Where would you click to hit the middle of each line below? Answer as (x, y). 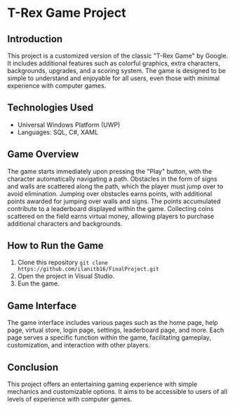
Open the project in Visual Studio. (66, 276)
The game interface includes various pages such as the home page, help (113, 323)
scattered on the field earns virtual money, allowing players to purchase (111, 216)
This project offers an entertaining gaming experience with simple (102, 384)
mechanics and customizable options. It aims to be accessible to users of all (117, 392)
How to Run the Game (55, 246)
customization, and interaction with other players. (79, 345)
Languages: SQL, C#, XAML (58, 132)
